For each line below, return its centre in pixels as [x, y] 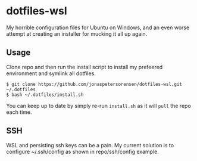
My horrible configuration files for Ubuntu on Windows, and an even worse [98, 27]
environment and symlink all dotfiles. [51, 73]
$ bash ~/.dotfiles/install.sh [45, 95]
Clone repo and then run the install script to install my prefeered [85, 67]
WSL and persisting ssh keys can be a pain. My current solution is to [90, 145]
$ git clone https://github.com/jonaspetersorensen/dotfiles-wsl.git [94, 84]
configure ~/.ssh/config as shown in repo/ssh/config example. [82, 151]
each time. [19, 112]
